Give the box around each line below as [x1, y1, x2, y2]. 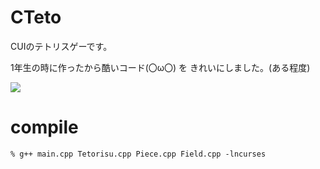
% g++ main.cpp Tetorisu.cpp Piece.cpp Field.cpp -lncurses [10, 149, 267, 159]
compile [10, 116, 79, 139]
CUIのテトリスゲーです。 [10, 40, 113, 52]
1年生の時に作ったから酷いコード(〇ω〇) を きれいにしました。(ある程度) [10, 61, 311, 73]
